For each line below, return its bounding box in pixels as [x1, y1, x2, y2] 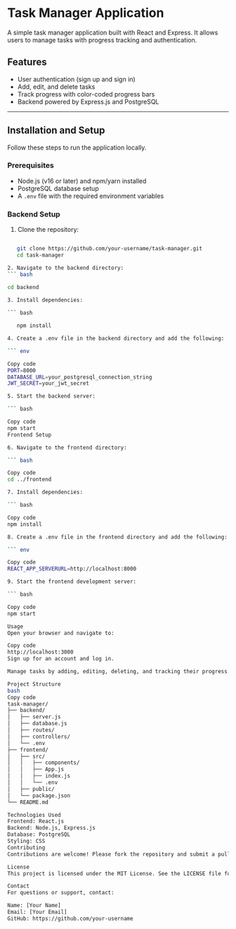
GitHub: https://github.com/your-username [7, 915, 133, 922]
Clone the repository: [17, 226, 79, 234]
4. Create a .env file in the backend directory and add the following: [7, 335, 225, 343]
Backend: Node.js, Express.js [7, 825, 96, 832]
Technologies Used [7, 811, 61, 818]
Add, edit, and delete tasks [17, 82, 96, 91]
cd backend [7, 283, 39, 290]
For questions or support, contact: [7, 890, 114, 897]
